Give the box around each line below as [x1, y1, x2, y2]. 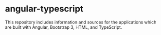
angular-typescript [5, 3, 84, 14]
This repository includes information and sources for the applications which [5, 19, 157, 25]
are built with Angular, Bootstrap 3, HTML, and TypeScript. [5, 24, 123, 30]
